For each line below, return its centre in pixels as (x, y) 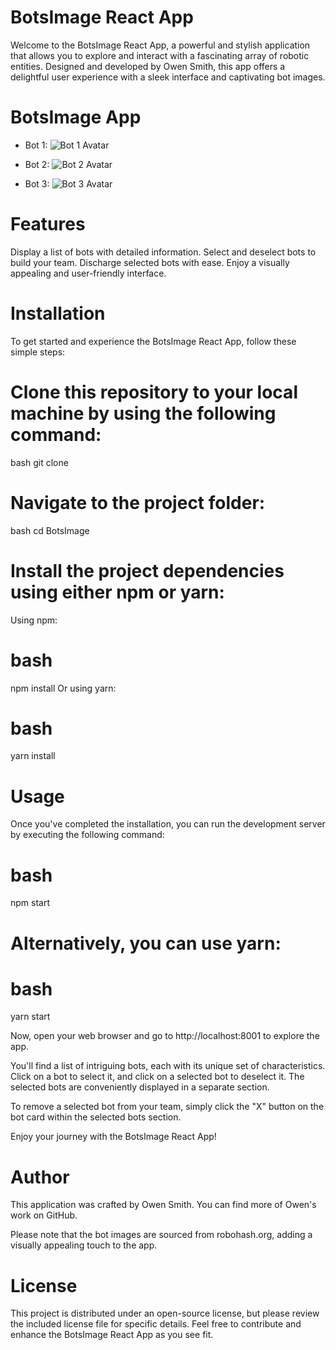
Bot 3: (37, 183)
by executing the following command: (87, 835)
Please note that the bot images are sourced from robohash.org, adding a (161, 1235)
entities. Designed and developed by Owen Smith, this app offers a (148, 66)
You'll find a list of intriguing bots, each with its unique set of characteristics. (168, 1066)
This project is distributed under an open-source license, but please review (165, 1313)
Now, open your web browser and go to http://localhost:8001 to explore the (165, 1036)
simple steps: (38, 352)
